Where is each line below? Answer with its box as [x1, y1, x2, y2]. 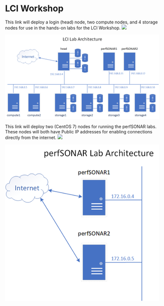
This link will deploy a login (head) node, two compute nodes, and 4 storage [5, 19, 158, 25]
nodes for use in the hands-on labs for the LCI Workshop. [5, 25, 121, 31]
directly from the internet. [5, 135, 57, 141]
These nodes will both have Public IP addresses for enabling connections [5, 129, 153, 135]
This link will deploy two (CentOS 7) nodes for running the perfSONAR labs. [5, 124, 157, 130]
